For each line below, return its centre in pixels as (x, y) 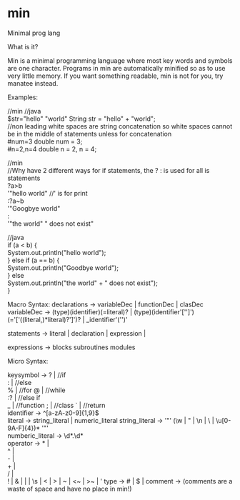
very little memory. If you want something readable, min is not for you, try (115, 76)
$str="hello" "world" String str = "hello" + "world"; (81, 119)
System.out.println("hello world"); (57, 252)
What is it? (23, 46)
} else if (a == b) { (34, 260)
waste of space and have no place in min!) (70, 489)
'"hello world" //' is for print (47, 193)
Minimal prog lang (34, 33)
